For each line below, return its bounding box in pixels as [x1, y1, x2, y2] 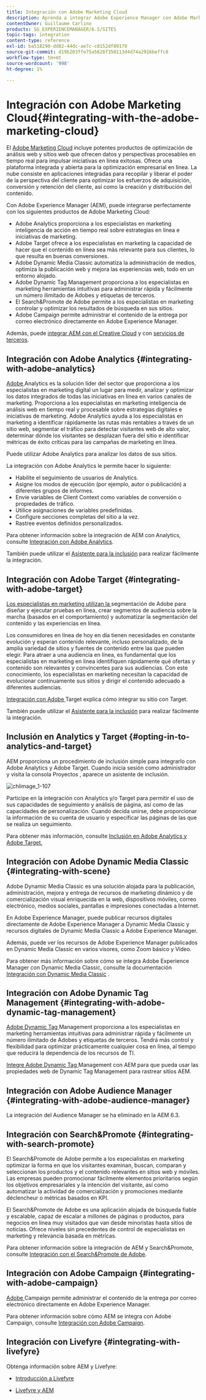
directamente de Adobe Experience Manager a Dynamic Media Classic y [6, 920, 190, 928]
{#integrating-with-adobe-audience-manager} [6, 1095, 190, 1106]
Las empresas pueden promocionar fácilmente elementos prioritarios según [6, 1175, 198, 1182]
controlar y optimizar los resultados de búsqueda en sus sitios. [15, 305, 174, 312]
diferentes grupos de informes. [15, 487, 94, 494]
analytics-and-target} [6, 741, 93, 752]
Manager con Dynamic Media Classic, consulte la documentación [6, 963, 172, 971]
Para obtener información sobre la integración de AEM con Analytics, [6, 532, 181, 539]
